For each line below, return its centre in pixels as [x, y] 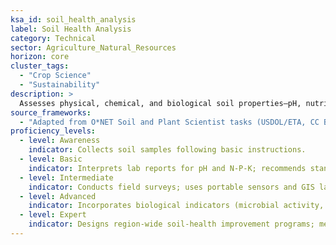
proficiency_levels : [53, 131]
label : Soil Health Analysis [71, 29]
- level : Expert [53, 215]
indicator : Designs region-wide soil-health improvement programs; [171, 224]
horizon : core [40, 57]
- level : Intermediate [66, 177]
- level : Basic [51, 159]
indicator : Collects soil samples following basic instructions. [167, 150]
